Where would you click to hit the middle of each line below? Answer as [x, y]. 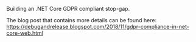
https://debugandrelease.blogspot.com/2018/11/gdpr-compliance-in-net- [98, 27]
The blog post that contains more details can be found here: [82, 20]
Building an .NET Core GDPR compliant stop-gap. [68, 9]
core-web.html [25, 33]
